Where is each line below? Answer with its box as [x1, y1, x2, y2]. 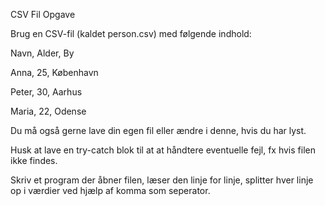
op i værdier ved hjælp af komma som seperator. [10, 185, 211, 196]
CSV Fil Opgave [10, 9, 76, 20]
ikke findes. [10, 155, 58, 166]
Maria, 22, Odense [10, 105, 87, 117]
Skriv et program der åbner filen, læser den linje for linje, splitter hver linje [10, 174, 314, 186]
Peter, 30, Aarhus [10, 86, 83, 98]
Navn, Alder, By [10, 47, 75, 59]
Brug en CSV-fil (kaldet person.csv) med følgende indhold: [10, 28, 252, 39]
